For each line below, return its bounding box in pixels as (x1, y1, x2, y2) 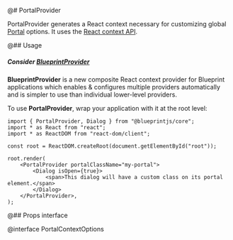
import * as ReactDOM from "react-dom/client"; (7, 130, 151, 137)
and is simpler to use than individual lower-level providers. (7, 90, 177, 99)
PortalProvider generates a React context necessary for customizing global (7, 20, 227, 28)
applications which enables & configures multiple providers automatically (7, 82, 221, 91)
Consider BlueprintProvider (7, 57, 90, 66)
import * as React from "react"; (7, 124, 106, 131)
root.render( (7, 155, 46, 162)
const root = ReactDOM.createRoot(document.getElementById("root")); (7, 142, 217, 150)
